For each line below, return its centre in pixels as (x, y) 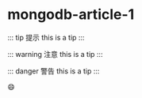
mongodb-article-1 (71, 15)
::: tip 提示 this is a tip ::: (46, 37)
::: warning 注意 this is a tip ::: (55, 54)
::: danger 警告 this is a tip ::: (54, 71)
